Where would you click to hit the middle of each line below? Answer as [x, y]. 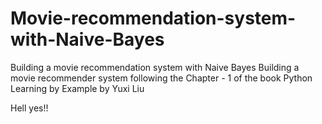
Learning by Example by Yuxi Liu [77, 88]
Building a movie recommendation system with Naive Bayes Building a [155, 67]
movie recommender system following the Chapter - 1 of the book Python [161, 78]
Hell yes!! [29, 108]
